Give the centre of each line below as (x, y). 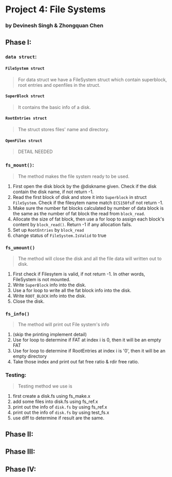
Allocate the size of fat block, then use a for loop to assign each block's (88, 219)
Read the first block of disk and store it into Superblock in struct (80, 197)
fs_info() (17, 314)
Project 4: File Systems (56, 10)
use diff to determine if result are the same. (59, 418)
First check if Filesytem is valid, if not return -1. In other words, (79, 274)
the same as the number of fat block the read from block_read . (79, 213)
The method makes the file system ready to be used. (74, 176)
